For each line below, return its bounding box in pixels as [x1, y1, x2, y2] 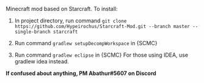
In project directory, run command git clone [14, 17, 127, 24]
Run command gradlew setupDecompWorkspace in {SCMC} [14, 40, 158, 46]
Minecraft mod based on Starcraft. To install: [5, 5, 118, 12]
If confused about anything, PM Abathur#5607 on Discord [5, 70, 156, 77]
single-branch [14, 29, 51, 35]
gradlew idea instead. [14, 58, 70, 65]
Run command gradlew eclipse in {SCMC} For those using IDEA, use [14, 51, 189, 59]
